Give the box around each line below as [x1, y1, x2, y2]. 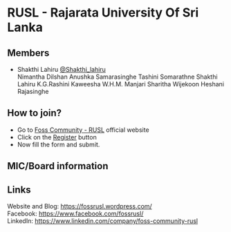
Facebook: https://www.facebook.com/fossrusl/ [7, 209, 144, 218]
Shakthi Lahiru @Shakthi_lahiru [17, 66, 106, 73]
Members [7, 47, 50, 59]
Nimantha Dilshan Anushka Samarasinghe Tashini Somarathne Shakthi [17, 72, 218, 81]
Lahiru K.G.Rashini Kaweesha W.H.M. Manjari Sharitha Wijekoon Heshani [17, 80, 225, 88]
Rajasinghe [17, 88, 49, 95]
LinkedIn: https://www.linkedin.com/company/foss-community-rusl [7, 217, 198, 225]
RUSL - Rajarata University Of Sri [7, 5, 199, 21]
